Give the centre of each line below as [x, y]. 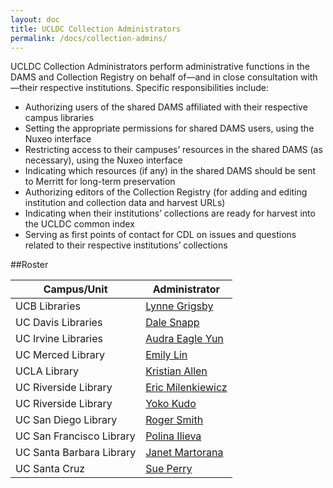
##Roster [29, 265]
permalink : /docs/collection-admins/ [89, 38]
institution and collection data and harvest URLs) [125, 203]
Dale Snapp [172, 323]
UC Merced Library [60, 355]
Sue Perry [169, 469]
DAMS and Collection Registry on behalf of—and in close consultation [154, 77]
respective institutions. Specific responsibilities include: [154, 88]
